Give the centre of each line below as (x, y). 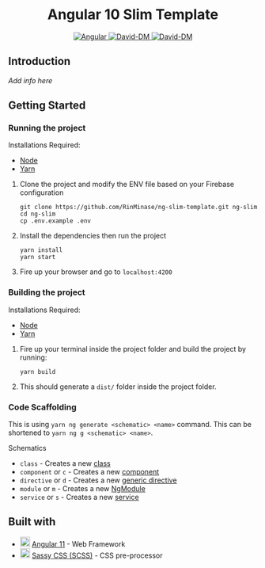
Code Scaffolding (42, 407)
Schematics (27, 448)
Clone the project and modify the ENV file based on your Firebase (127, 185)
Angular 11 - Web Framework (78, 543)
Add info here (30, 80)
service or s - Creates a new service (79, 497)
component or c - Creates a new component (89, 472)
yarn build (38, 372)
